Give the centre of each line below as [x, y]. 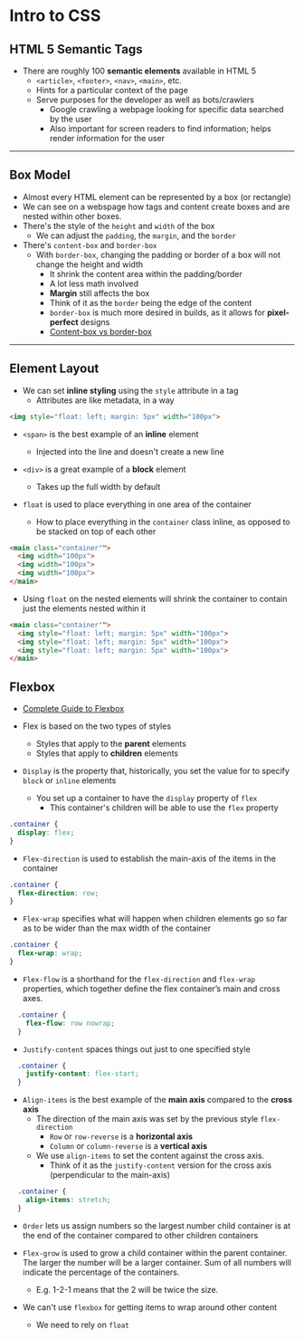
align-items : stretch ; [68, 1200]
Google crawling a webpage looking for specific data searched [166, 109]
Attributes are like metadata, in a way [105, 400]
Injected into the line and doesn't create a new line [130, 451]
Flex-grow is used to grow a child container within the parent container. [155, 1253]
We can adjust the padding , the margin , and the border [136, 235]
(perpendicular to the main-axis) [109, 1175]
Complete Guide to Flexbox [73, 709]
